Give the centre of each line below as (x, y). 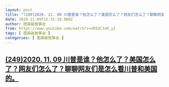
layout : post (19, 10)
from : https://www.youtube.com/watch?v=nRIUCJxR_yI (60, 29)
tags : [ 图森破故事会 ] (28, 33)
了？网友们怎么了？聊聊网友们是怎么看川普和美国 (81, 69)
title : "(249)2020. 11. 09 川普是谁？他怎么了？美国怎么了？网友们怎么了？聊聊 (81, 15)
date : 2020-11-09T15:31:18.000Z (39, 19)
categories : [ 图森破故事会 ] (34, 38)
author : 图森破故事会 (26, 24)
